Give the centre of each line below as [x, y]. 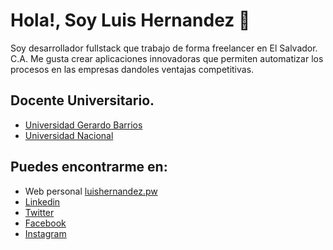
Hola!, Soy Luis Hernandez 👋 [130, 20]
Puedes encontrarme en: [89, 167]
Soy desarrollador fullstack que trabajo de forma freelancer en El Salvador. [164, 48]
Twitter [39, 212]
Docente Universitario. [82, 100]
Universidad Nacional [69, 135]
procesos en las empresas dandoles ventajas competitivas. [132, 69]
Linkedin [42, 201]
